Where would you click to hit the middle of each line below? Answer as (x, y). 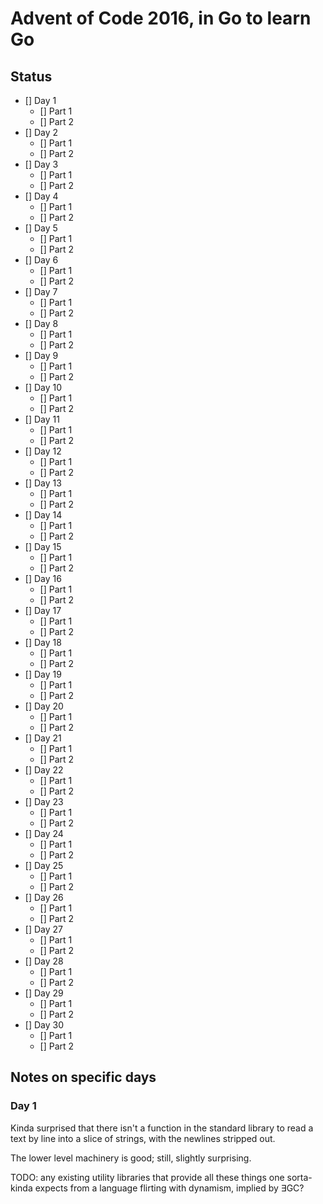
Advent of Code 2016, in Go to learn (161, 18)
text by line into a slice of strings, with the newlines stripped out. (143, 1138)
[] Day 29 (44, 993)
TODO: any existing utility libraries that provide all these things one (147, 1177)
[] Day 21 (43, 738)
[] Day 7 (41, 291)
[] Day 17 (43, 610)
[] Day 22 (44, 770)
